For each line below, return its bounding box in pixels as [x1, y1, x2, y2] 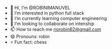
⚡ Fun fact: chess [10, 39, 47, 45]
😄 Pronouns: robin [10, 33, 50, 39]
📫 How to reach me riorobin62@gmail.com [10, 26, 102, 32]
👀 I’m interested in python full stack [10, 10, 85, 16]
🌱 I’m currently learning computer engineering [10, 15, 107, 21]
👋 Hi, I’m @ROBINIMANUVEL [10, 5, 70, 10]
